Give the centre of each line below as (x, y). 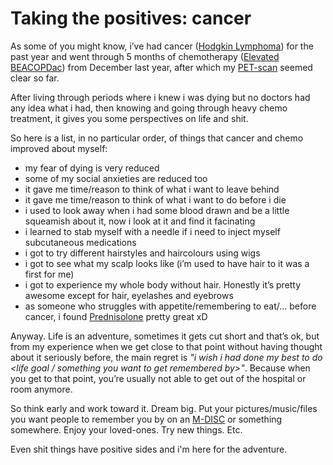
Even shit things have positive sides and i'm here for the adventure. (149, 449)
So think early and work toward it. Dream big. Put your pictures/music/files (164, 408)
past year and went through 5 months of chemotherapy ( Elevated (145, 56)
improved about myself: (59, 148)
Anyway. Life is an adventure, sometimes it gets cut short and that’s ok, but (165, 336)
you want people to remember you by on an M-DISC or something (146, 419)
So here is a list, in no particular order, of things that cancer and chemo (157, 138)
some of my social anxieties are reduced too (116, 178)
